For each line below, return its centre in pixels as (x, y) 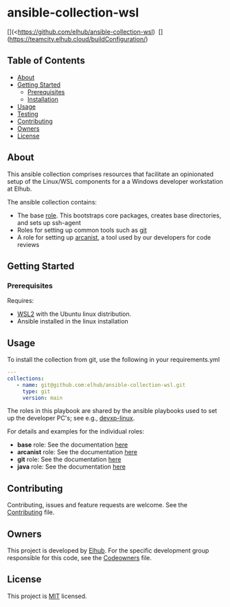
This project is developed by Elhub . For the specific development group (108, 551)
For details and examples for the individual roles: (76, 432)
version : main (43, 398)
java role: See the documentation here (71, 467)
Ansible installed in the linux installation (72, 321)
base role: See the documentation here (72, 445)
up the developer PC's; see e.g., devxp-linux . (71, 418)
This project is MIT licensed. (47, 596)
